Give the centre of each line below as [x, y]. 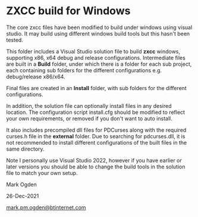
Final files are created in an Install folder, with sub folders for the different [97, 88]
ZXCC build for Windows [68, 11]
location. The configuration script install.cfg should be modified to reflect [96, 112]
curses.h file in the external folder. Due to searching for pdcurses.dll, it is [96, 136]
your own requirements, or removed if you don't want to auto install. [89, 118]
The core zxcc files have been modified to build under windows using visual [99, 27]
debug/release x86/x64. [36, 76]
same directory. [25, 149]
